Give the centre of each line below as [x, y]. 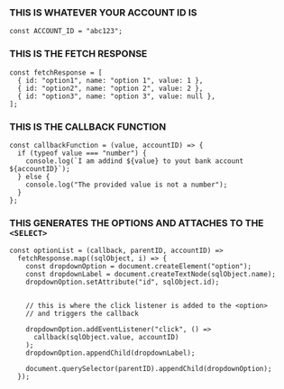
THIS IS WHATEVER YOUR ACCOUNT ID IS [103, 13]
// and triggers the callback [82, 314]
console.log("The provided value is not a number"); [127, 185]
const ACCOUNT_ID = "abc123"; [66, 32]
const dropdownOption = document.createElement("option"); [139, 267]
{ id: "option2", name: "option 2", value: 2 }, [110, 88]
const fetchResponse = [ [56, 72]
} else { [34, 176]
